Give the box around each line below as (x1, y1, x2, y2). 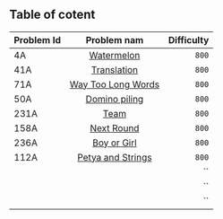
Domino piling (85, 92, 144, 105)
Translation (90, 63, 139, 75)
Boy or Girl (92, 136, 137, 149)
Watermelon (89, 48, 141, 61)
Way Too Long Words (69, 78, 160, 91)
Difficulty (168, 33, 210, 46)
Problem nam (85, 33, 144, 46)
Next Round (89, 121, 140, 134)
